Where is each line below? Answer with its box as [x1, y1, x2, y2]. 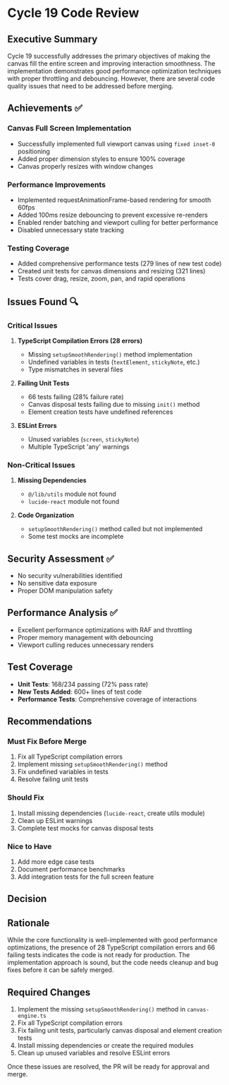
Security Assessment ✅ [7, 552, 114, 564]
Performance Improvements [7, 179, 106, 189]
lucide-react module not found [27, 497, 120, 506]
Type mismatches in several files [27, 365, 123, 374]
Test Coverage [7, 661, 73, 673]
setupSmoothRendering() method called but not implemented [27, 525, 203, 533]
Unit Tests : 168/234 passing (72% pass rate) [17, 680, 149, 688]
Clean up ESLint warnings [17, 816, 93, 824]
